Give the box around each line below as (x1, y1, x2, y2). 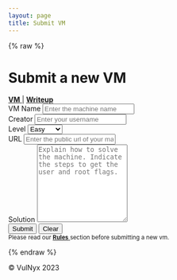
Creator (8, 115, 33, 124)
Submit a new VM (8, 68, 127, 87)
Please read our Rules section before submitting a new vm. (8, 234, 170, 242)
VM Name (8, 104, 41, 114)
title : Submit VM (8, 19, 66, 27)
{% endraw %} (8, 247, 57, 257)
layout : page (8, 11, 52, 20)
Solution (8, 215, 36, 224)
